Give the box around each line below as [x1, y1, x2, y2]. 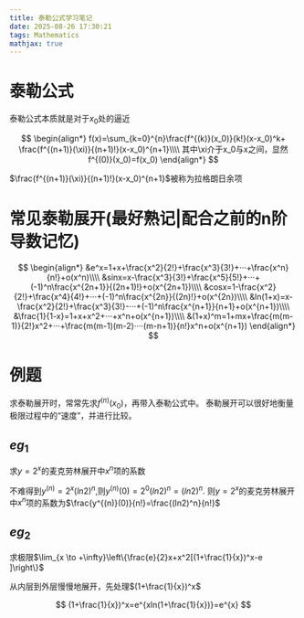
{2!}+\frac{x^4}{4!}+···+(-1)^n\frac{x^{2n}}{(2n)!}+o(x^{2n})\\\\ [13, 291, 248, 302]
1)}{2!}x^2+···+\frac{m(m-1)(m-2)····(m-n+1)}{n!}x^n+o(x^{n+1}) [11, 320, 248, 331]
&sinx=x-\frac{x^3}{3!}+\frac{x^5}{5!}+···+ [101, 272, 260, 282]
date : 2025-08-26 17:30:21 [9, 22, 112, 31]
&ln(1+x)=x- [249, 291, 294, 302]
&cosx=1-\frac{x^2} [204, 281, 277, 293]
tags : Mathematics [9, 30, 79, 39]
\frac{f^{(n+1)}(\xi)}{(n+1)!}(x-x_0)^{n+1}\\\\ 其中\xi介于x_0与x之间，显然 [18, 144, 288, 154]
